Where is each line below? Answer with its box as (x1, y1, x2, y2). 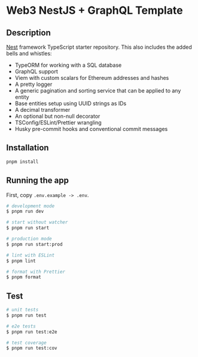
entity (14, 94, 29, 100)
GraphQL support (14, 68, 59, 75)
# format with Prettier (6, 269, 66, 275)
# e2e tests (6, 323, 36, 329)
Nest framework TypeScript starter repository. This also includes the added (6, 43, 193, 50)
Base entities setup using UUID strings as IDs (14, 100, 127, 107)
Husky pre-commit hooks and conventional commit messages (14, 126, 168, 132)
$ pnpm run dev (6, 209, 44, 215)
